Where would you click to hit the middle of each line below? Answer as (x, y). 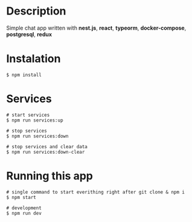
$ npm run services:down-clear (46, 152)
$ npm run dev (24, 213)
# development (24, 208)
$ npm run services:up (35, 120)
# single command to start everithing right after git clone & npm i (96, 192)
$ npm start (21, 197)
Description (36, 11)
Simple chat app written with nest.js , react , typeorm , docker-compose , (96, 28)
